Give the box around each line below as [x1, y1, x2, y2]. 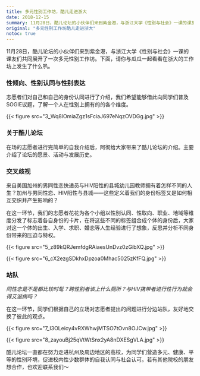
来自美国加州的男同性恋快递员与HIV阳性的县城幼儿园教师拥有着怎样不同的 [6, 182, 187, 189]
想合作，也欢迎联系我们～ [6, 364, 69, 371]
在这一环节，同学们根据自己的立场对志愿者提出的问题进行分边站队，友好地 [6, 305, 189, 312]
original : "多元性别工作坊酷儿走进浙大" [6, 25, 96, 31]
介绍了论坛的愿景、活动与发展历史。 [6, 151, 95, 158]
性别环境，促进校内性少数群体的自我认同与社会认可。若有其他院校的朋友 [16, 356, 194, 363]
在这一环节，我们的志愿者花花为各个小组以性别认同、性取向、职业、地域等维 [6, 209, 194, 217]
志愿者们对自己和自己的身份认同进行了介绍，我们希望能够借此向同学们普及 [6, 93, 189, 101]
